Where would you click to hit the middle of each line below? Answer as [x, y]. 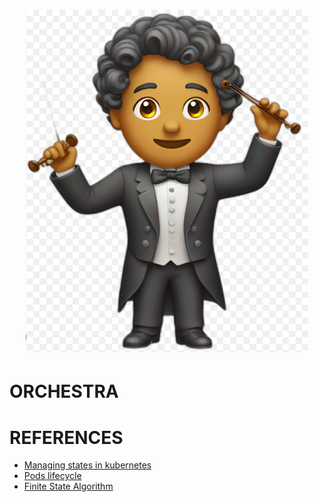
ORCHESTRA [64, 391]
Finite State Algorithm [68, 486]
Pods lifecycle [52, 476]
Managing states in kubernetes [87, 465]
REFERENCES [66, 437]
